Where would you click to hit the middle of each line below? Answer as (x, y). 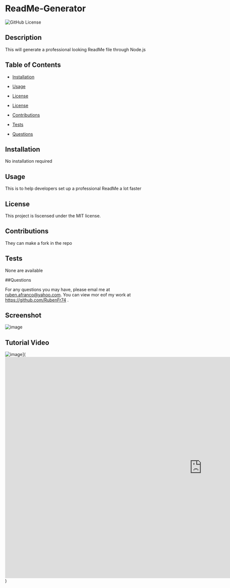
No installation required (29, 161)
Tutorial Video (27, 342)
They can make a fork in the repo (39, 243)
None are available (24, 270)
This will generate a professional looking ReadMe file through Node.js (75, 49)
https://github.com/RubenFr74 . (37, 300)
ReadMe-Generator (45, 9)
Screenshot (23, 315)
